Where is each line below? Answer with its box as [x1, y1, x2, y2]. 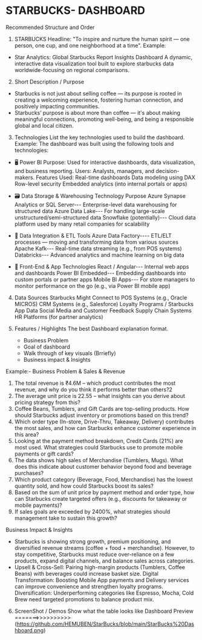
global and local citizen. [14, 122, 74, 129]
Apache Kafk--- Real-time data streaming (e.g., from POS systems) [14, 244, 182, 252]
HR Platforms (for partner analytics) [14, 313, 103, 321]
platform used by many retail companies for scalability [14, 220, 150, 227]
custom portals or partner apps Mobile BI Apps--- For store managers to [14, 276, 195, 283]
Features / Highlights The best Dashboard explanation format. [14, 325, 169, 332]
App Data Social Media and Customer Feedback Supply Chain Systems [14, 307, 192, 314]
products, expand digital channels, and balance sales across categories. [14, 557, 195, 564]
